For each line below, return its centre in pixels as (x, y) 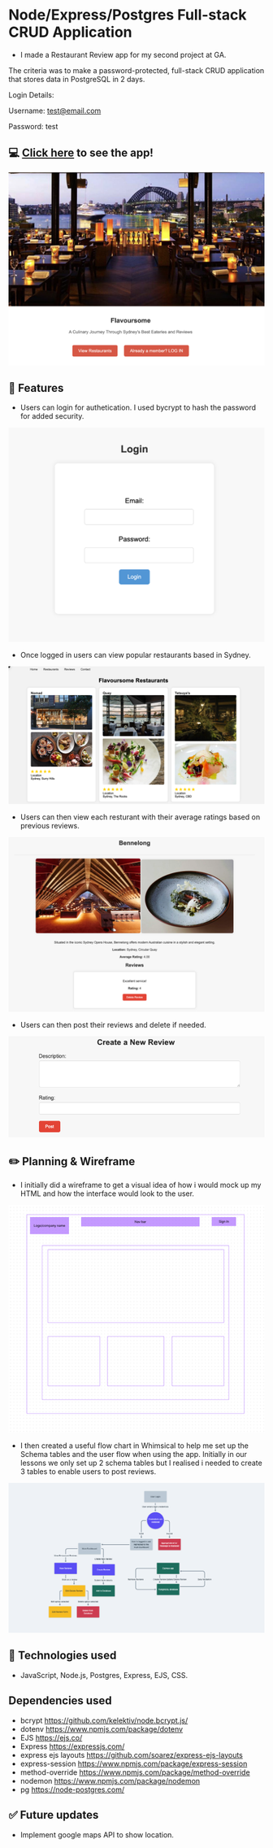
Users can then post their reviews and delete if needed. (113, 1024)
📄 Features (36, 388)
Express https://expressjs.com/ (72, 1746)
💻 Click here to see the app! (81, 153)
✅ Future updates (54, 1815)
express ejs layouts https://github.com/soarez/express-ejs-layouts (132, 1755)
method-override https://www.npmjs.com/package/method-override (135, 1772)
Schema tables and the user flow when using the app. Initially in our (134, 1454)
